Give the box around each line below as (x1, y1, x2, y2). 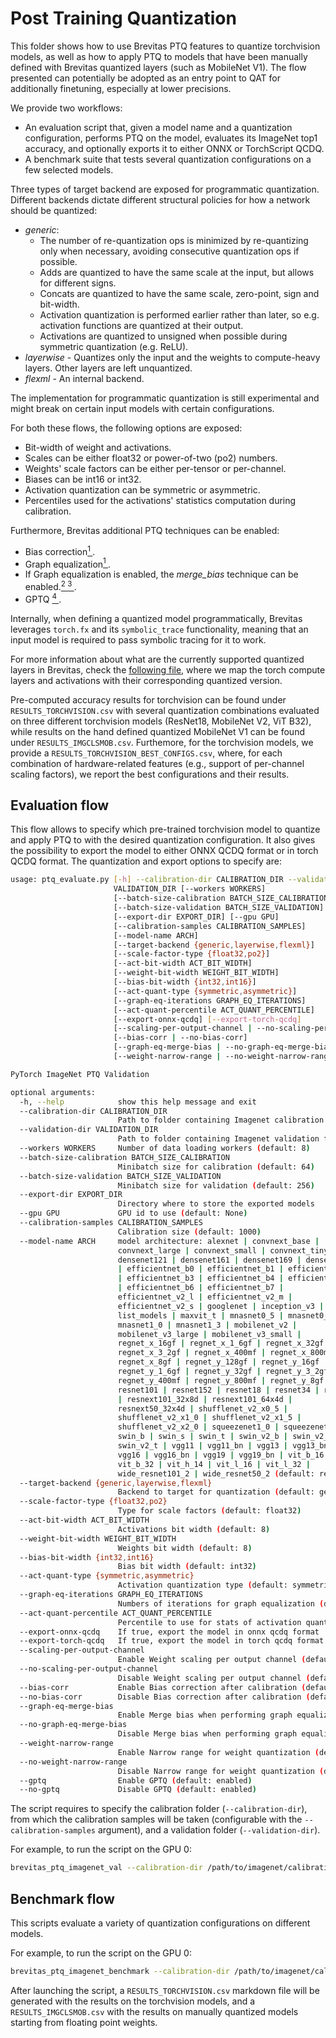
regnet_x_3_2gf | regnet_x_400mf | (117, 1348, 267, 1358)
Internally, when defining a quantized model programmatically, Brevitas (10, 612, 303, 624)
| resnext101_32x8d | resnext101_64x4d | (117, 1394, 293, 1404)
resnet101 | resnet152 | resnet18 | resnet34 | (117, 1385, 320, 1395)
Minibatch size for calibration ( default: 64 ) (117, 1162, 315, 1172)
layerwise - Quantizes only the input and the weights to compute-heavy (24, 351, 321, 363)
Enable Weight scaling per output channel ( (117, 1655, 307, 1665)
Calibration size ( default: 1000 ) (117, 1227, 262, 1237)
